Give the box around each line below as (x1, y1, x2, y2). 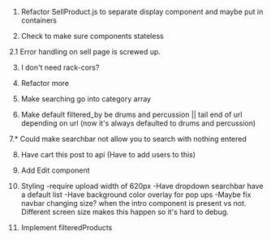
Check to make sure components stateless (20, 32, 165, 41)
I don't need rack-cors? (20, 62, 100, 72)
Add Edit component (20, 165, 90, 175)
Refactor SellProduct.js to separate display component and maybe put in (20, 7, 264, 16)
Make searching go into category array (20, 94, 152, 104)
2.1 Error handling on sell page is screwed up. (9, 47, 161, 56)
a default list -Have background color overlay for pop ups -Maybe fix (20, 190, 252, 199)
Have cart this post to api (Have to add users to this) (20, 150, 196, 159)
